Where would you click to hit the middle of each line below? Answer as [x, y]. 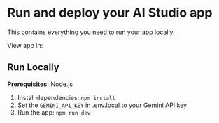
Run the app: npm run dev [54, 112]
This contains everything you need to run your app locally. [91, 32]
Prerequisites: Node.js [40, 84]
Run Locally [33, 67]
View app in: [25, 45]
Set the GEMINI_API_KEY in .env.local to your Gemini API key [102, 105]
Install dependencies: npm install [66, 97]
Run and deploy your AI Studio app [110, 13]
